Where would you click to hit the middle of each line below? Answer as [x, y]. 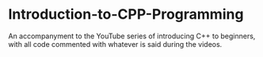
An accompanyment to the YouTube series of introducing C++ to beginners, [132, 36]
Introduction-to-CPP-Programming [126, 14]
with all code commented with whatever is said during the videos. [115, 44]
